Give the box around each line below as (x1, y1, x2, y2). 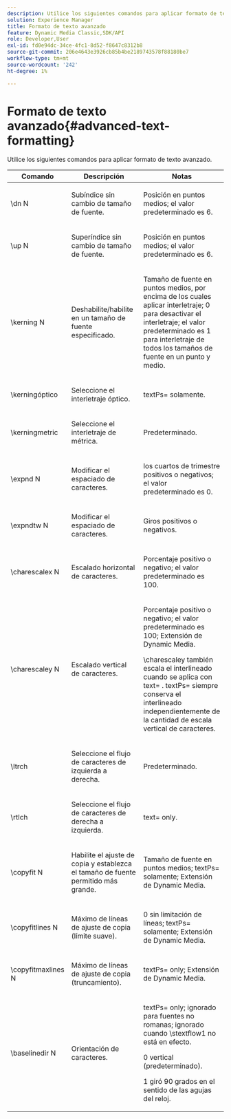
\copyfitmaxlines (10, 965, 65, 974)
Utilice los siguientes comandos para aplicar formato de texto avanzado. (7, 156, 212, 164)
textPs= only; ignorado (143, 1003, 217, 1012)
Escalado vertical (71, 660, 127, 670)
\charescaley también (143, 655, 213, 665)
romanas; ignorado (143, 1020, 204, 1029)
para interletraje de (143, 335, 205, 344)
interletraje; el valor (143, 317, 206, 327)
